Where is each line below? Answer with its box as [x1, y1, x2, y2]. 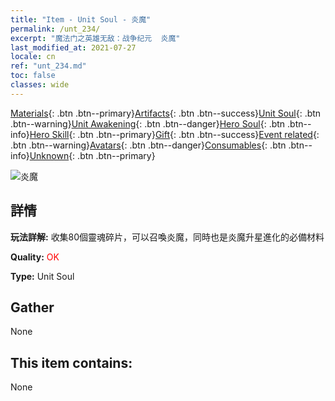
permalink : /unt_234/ [10, 24, 101, 34]
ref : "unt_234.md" [10, 61, 87, 71]
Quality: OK [10, 251, 60, 263]
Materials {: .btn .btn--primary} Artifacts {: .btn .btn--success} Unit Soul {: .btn [10, 107, 322, 119]
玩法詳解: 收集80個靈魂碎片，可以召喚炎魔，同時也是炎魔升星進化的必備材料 [10, 231, 325, 243]
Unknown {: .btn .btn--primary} [29, 149, 156, 161]
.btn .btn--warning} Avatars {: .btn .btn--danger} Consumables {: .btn [10, 139, 287, 151]
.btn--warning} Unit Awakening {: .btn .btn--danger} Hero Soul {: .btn [10, 117, 286, 130]
